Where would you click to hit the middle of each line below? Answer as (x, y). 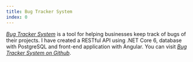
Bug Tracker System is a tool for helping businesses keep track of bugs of (96, 34)
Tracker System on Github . (39, 53)
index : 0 (17, 17)
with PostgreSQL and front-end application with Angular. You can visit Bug (97, 46)
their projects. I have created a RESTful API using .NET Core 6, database (94, 40)
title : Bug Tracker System (39, 12)
